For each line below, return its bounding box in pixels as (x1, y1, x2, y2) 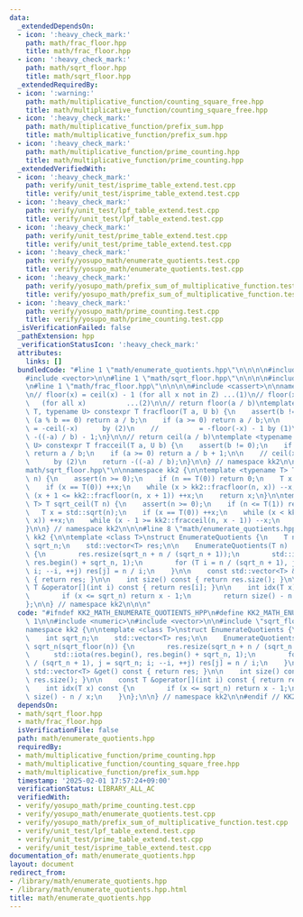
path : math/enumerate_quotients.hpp (17, 734, 155, 744)
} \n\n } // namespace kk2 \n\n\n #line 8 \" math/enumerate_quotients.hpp (25, 525, 297, 534)
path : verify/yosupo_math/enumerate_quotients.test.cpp (25, 256, 241, 266)
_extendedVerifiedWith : (17, 164, 106, 173)
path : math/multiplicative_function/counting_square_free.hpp (25, 96, 264, 106)
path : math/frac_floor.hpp (25, 38, 127, 48)
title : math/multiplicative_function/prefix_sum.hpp (25, 131, 228, 140)
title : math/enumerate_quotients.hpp (9, 894, 151, 903)
